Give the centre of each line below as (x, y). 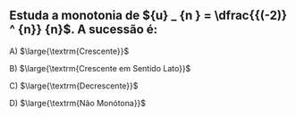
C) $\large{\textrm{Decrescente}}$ (74, 86)
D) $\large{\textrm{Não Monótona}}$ (77, 103)
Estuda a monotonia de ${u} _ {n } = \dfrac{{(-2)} (148, 16)
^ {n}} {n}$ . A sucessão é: (84, 30)
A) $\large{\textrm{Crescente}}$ (69, 51)
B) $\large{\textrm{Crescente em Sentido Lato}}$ (100, 68)
